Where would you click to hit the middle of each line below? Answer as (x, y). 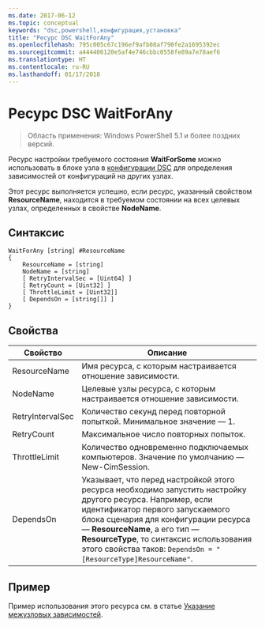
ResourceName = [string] (63, 265)
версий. (41, 144)
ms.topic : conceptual (44, 23)
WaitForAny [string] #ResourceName (67, 251)
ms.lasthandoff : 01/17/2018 (54, 74)
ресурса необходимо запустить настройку (164, 489)
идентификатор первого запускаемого (156, 509)
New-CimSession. (116, 467)
